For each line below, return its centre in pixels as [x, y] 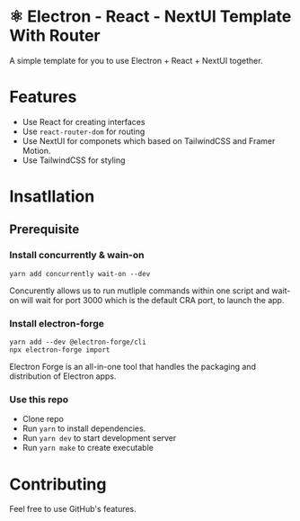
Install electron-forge [57, 323]
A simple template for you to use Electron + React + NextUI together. [136, 60]
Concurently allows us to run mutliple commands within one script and [140, 291]
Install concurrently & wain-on [77, 256]
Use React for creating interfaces [84, 121]
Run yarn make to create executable [88, 448]
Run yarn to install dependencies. [84, 428]
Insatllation [52, 197]
